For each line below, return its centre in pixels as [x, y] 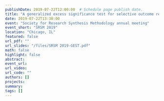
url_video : [16, 68]
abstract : [15, 59]
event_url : [16, 64]
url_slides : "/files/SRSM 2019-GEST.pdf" [48, 46]
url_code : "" [18, 73]
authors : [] [17, 77]
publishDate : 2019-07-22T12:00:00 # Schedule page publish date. [74, 9]
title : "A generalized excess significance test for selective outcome [79, 14]
